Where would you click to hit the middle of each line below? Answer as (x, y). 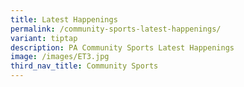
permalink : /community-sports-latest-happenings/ (116, 29)
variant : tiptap (44, 38)
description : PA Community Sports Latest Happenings (122, 47)
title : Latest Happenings (64, 19)
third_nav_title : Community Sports (84, 66)
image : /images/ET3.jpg (60, 57)
